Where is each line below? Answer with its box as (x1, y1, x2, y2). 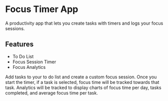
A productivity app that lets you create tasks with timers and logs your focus (5, 20, 163, 26)
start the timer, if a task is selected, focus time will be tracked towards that (5, 79, 159, 85)
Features (5, 40, 34, 49)
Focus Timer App (5, 4, 78, 15)
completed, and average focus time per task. (5, 89, 98, 96)
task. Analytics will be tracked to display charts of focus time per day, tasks (5, 84, 162, 90)
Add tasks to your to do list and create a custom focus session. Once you (5, 74, 157, 80)
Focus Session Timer (12, 59, 56, 65)
